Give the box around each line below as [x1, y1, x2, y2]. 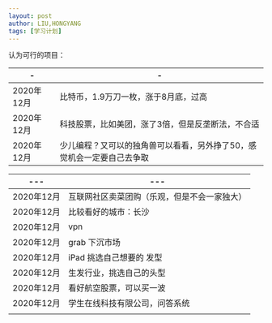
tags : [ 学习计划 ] [8, 27, 62, 35]
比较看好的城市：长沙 [68, 206, 150, 217]
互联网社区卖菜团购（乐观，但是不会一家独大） [68, 192, 247, 203]
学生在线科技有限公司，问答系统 [68, 298, 190, 309]
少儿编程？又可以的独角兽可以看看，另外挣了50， [59, 140, 249, 151]
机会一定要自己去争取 [67, 152, 150, 163]
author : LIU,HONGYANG [8, 19, 82, 28]
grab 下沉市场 [68, 237, 121, 248]
